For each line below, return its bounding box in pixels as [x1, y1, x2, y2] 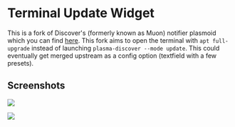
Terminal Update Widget [7, 5, 155, 21]
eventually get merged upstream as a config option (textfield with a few [7, 51, 217, 60]
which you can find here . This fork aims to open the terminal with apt [7, 36, 210, 44]
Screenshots [7, 80, 66, 92]
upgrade [7, 45, 31, 52]
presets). [7, 59, 34, 67]
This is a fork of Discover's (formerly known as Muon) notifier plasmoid [7, 29, 216, 37]
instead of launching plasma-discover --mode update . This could [31, 44, 220, 52]
